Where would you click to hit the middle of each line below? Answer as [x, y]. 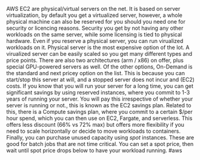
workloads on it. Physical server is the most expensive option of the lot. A [98, 47]
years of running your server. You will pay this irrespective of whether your [100, 99]
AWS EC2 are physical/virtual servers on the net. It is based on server [93, 9]
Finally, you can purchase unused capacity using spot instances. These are [100, 138]
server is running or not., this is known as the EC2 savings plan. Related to [99, 105]
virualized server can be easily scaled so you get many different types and [99, 54]
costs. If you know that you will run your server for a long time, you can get [100, 86]
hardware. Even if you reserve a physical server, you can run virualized [95, 41]
